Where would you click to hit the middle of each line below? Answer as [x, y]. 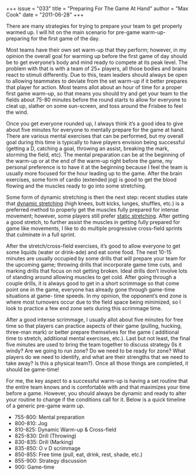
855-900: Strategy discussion [50, 461]
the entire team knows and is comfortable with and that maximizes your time [98, 387]
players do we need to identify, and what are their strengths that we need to [97, 357]
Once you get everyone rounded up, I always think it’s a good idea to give [94, 123]
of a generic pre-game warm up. [45, 406]
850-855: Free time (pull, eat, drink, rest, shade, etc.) [78, 454]
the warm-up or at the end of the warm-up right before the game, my [89, 161]
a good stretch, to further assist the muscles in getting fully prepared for [93, 222]
